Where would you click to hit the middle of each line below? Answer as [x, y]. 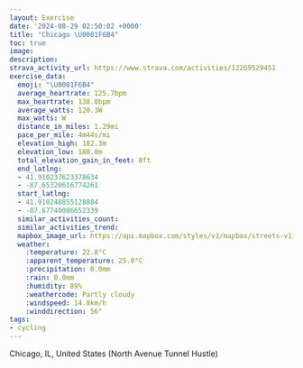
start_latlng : [44, 194]
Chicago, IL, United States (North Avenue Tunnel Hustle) [114, 354]
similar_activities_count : [68, 219]
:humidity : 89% [54, 286]
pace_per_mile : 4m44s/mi [64, 135]
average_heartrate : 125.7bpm [72, 93]
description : [34, 60]
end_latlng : [40, 169]
